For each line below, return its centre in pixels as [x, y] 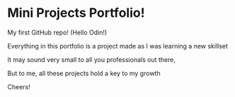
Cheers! [19, 86]
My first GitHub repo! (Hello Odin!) [57, 32]
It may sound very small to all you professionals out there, [91, 59]
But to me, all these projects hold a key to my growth [84, 73]
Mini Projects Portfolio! [76, 13]
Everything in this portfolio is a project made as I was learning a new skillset [118, 46]
